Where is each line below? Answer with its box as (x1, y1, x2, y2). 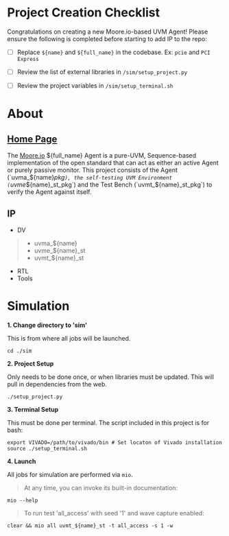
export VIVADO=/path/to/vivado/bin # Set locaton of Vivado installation (7, 439, 223, 446)
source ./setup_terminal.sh (7, 445, 88, 452)
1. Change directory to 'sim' (7, 321, 88, 329)
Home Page (7, 133, 58, 145)
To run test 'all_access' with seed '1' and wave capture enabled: (23, 509, 204, 517)
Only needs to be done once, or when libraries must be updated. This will (7, 372, 215, 381)
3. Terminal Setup (7, 405, 59, 413)
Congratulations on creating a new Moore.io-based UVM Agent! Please (7, 27, 208, 36)
